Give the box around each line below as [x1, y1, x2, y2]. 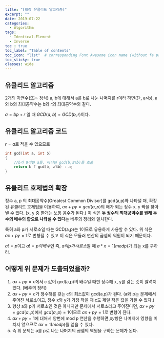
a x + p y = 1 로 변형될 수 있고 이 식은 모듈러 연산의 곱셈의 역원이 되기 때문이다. [5, 232, 152, 238]
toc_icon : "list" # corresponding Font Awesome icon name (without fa [5, 52, 154, 58]
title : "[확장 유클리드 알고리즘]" [5, 7, 67, 12]
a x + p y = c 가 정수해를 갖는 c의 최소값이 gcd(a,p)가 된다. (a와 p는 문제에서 [12, 291, 156, 296]
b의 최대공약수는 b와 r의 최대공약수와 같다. [10, 101, 91, 107]
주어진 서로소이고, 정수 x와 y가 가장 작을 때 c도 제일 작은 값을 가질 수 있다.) [12, 297, 155, 303]
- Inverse [9, 39, 29, 44]
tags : [5, 30, 16, 35]
